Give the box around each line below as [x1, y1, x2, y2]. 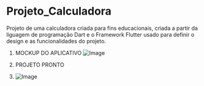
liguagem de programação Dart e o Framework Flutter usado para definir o [6, 30, 195, 38]
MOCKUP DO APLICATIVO [15, 49, 82, 56]
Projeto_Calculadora [6, 4, 112, 18]
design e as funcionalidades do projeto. [6, 37, 106, 45]
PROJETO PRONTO [15, 61, 64, 68]
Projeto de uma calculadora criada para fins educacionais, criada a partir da [6, 24, 198, 32]
